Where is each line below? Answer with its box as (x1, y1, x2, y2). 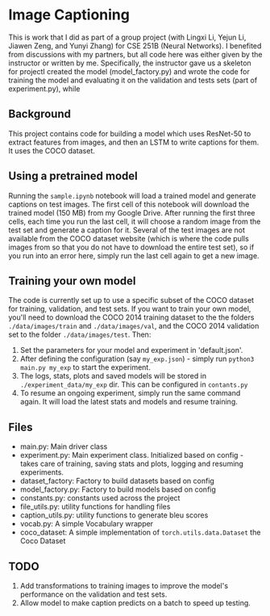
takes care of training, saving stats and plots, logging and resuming (19, 459, 244, 469)
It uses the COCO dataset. (8, 145, 95, 155)
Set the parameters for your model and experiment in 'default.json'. (19, 346, 243, 355)
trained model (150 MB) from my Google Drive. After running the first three (8, 207, 255, 217)
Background (8, 107, 71, 121)
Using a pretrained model (8, 170, 139, 183)
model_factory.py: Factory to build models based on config (19, 484, 216, 494)
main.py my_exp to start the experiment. (19, 362, 151, 372)
